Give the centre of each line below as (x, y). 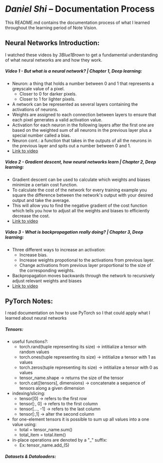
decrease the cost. (31, 216)
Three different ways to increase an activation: (59, 249)
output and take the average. (41, 200)
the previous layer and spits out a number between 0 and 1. (72, 145)
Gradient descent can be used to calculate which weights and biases (81, 180)
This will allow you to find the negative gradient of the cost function (80, 205)
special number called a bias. (41, 135)
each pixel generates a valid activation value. (57, 120)
